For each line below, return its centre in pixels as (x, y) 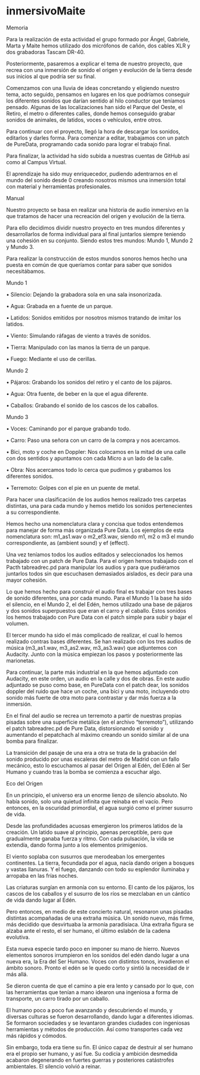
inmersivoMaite (46, 11)
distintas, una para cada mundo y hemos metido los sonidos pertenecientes (99, 505)
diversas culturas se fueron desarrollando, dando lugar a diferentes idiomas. (100, 1016)
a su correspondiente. (33, 512)
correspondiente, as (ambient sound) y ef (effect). (68, 543)
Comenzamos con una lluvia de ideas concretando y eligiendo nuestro (93, 88)
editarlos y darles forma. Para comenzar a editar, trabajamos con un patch (98, 138)
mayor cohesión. (27, 580)
